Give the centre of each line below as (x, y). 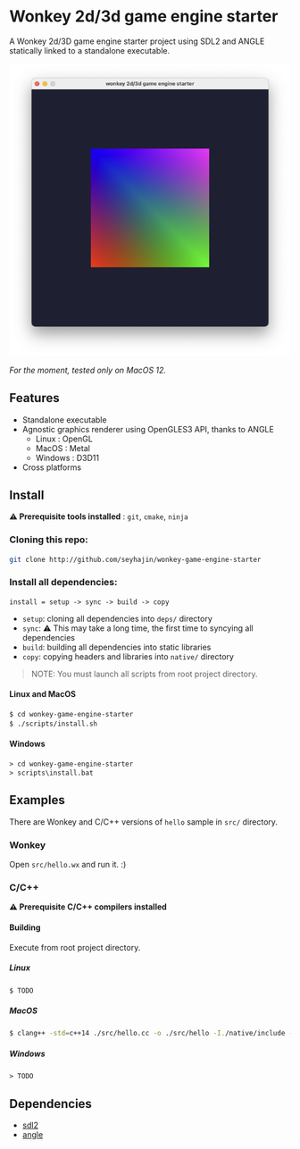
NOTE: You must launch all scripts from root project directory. (144, 674)
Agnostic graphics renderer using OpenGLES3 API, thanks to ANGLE (148, 429)
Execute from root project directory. (75, 947)
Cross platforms (52, 467)
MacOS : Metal (63, 448)
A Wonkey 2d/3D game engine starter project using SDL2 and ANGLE (137, 41)
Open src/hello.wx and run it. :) (68, 865)
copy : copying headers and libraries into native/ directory (128, 656)
